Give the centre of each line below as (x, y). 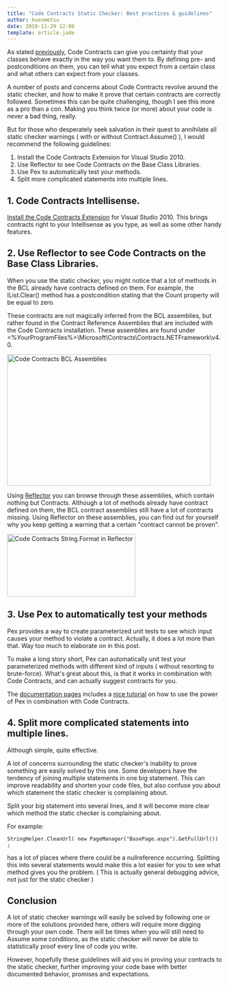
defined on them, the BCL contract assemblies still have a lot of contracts (110, 510)
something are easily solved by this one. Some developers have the (102, 771)
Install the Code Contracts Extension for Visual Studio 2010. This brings (108, 217)
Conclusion (32, 900)
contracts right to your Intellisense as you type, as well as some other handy (114, 225)
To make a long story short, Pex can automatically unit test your (97, 659)
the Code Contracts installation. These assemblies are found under (102, 330)
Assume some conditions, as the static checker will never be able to (103, 939)
